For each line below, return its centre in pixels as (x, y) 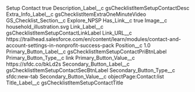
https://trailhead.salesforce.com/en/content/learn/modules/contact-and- (93, 39)
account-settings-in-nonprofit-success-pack (60, 45)
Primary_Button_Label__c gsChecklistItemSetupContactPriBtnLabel (86, 52)
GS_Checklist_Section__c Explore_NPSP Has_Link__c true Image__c (87, 21)
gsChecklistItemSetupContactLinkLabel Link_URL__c (69, 33)
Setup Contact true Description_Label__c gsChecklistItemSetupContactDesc (98, 8)
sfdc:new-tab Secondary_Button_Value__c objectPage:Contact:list (85, 76)
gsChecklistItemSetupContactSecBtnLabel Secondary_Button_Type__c (91, 70)
